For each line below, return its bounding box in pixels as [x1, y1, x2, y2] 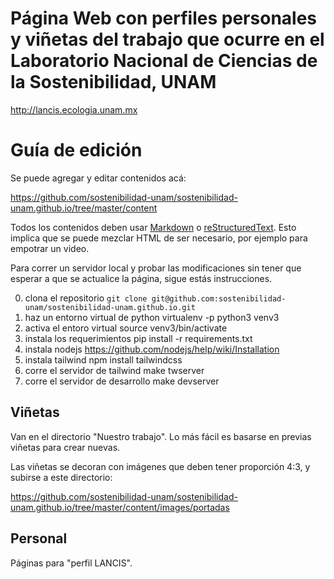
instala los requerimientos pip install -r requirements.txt [24, 332, 253, 344]
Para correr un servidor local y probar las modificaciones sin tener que [10, 262, 302, 274]
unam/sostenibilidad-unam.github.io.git [24, 302, 196, 312]
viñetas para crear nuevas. [10, 441, 121, 453]
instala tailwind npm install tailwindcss [24, 353, 183, 366]
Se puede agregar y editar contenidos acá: [10, 172, 187, 184]
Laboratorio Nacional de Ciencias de [10, 50, 318, 72]
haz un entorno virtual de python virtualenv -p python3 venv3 [24, 311, 280, 323]
